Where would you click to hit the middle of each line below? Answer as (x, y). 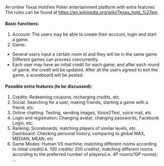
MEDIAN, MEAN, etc (33, 139)
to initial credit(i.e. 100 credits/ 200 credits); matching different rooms (82, 149)
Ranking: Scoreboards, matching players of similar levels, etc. (75, 128)
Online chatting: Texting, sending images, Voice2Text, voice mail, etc (82, 113)
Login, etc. (23, 123)
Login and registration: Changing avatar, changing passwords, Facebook (86, 118)
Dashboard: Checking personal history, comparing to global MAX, (79, 134)
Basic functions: (22, 24)
